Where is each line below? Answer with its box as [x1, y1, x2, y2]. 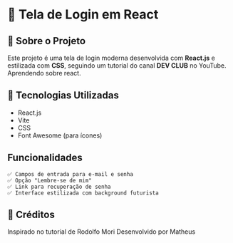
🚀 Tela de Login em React [7, 6, 159, 23]
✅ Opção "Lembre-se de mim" [7, 177, 93, 184]
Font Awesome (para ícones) [17, 131, 103, 140]
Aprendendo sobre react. [7, 69, 81, 77]
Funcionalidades [7, 152, 83, 164]
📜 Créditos [7, 209, 55, 221]
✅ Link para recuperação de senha [7, 183, 111, 190]
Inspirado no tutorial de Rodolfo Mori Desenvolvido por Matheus [7, 227, 196, 236]
